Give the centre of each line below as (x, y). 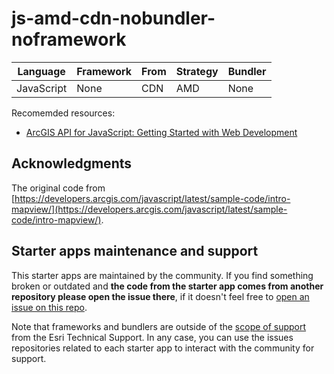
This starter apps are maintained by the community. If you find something (162, 275)
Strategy (197, 71)
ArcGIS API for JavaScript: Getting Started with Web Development (161, 132)
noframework (69, 39)
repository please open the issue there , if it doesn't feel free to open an (160, 296)
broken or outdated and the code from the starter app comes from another (167, 286)
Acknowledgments (72, 163)
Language (41, 71)
